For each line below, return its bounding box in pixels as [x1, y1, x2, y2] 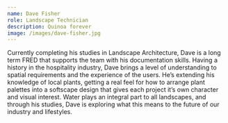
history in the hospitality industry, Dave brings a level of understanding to [7, 63, 217, 72]
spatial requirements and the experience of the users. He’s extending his [7, 71, 215, 79]
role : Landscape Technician [7, 17, 89, 24]
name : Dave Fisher [7, 10, 60, 17]
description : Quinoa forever [7, 23, 92, 30]
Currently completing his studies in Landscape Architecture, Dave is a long [7, 49, 221, 57]
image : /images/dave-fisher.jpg [7, 29, 101, 37]
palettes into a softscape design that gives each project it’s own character [7, 85, 219, 94]
